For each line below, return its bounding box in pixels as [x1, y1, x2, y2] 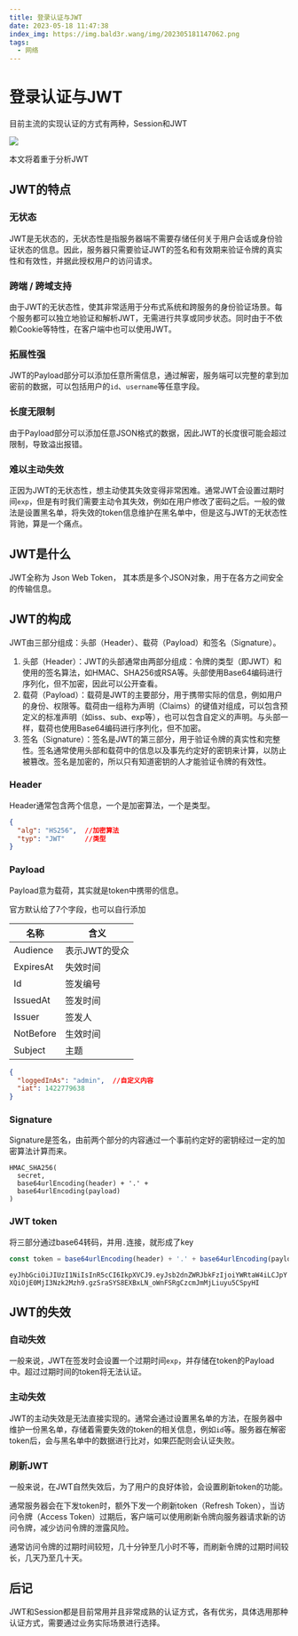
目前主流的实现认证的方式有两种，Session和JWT [9, 118, 188, 129]
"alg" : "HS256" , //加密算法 [17, 826, 120, 835]
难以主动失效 [9, 463, 65, 476]
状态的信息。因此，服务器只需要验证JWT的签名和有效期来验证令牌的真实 [16, 244, 283, 254]
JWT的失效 [9, 1304, 72, 1320]
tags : [9, 37, 29, 47]
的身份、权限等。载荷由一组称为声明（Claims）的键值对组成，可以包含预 [21, 700, 288, 711]
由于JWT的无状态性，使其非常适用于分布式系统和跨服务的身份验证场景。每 [9, 301, 283, 312]
